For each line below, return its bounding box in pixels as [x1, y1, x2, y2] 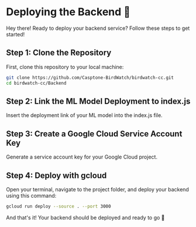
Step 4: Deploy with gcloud [6, 170, 107, 180]
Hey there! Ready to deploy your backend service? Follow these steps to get [6, 25, 190, 32]
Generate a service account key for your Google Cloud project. [6, 153, 158, 160]
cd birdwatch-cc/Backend [6, 80, 67, 86]
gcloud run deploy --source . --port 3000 [6, 203, 111, 209]
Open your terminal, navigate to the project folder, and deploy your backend [6, 185, 189, 192]
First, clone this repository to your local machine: [6, 63, 124, 70]
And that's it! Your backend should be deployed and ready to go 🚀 [6, 214, 165, 221]
